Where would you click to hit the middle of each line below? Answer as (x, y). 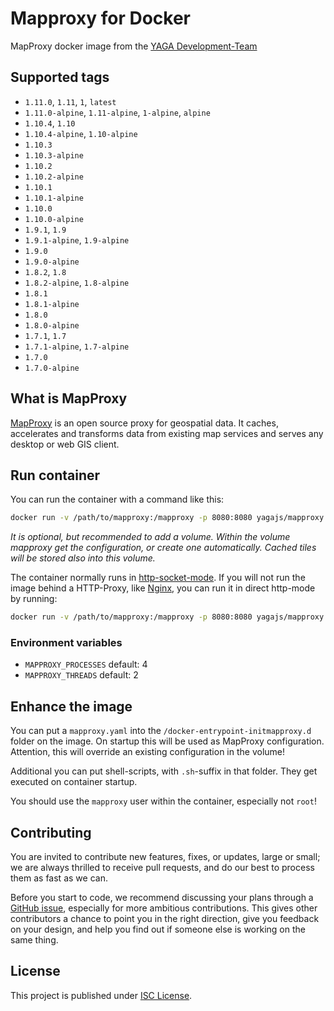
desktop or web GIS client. (65, 444)
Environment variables (66, 643)
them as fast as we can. (59, 878)
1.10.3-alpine (54, 155)
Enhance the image (71, 706)
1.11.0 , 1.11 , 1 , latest (70, 101)
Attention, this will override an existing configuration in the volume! (148, 752)
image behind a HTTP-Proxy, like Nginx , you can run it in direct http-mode (163, 588)
